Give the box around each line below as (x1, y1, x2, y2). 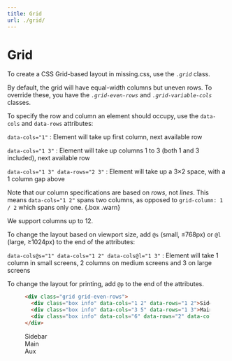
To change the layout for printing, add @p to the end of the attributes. (7, 280, 205, 288)
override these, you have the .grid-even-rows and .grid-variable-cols (7, 91, 212, 99)
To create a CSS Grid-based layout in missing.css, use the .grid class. (7, 70, 211, 78)
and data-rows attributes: (21, 120, 94, 128)
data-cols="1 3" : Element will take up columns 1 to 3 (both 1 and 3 (7, 146, 200, 155)
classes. (7, 99, 31, 107)
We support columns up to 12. (7, 217, 94, 225)
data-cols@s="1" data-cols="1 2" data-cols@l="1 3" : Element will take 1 (7, 251, 219, 260)
